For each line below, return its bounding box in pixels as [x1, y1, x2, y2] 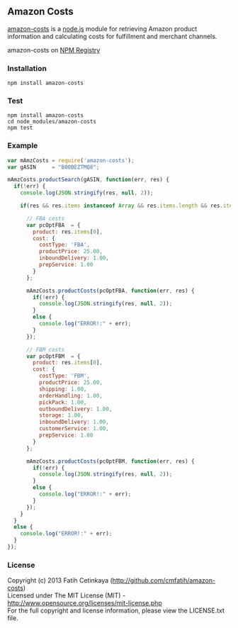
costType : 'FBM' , [38, 372, 91, 380]
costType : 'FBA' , [38, 241, 91, 249]
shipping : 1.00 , [38, 386, 87, 393]
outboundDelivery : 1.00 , [38, 405, 113, 413]
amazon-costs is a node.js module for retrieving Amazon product [7, 24, 198, 33]
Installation [7, 63, 47, 73]
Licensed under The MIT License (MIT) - [7, 591, 126, 600]
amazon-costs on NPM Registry [7, 45, 101, 54]
